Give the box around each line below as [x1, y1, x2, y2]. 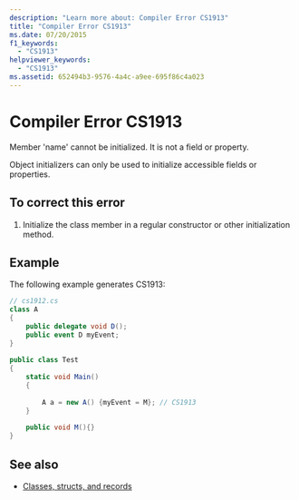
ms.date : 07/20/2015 [9, 30, 88, 39]
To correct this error [9, 195, 125, 211]
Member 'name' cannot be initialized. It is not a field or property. [9, 142, 249, 152]
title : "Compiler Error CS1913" [9, 22, 131, 31]
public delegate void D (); [25, 321, 128, 331]
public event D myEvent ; [25, 330, 120, 339]
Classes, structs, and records [22, 481, 133, 491]
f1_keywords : [9, 38, 59, 48]
